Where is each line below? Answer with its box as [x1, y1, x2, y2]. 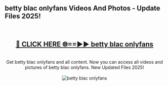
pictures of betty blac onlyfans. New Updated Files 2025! [24, 64, 145, 70]
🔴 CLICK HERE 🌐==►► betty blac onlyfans [15, 40, 154, 49]
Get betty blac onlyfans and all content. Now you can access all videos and [6, 59, 163, 65]
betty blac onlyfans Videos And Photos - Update [5, 4, 160, 13]
